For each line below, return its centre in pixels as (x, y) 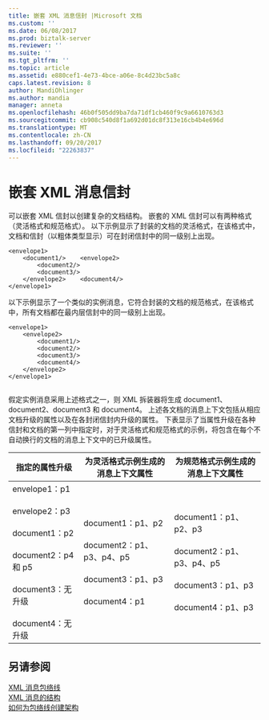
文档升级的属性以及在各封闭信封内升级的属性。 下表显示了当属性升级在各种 (132, 420)
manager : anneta (35, 105)
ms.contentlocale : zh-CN (50, 135)
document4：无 (42, 624)
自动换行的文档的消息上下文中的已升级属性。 (82, 440)
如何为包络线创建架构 (43, 708)
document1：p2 (43, 533)
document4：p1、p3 (214, 608)
